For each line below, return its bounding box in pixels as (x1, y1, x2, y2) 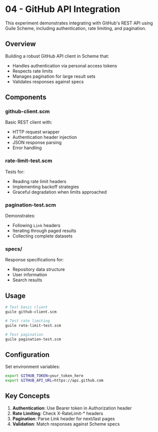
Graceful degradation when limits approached (12, 189, 107, 195)
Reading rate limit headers (12, 178, 66, 184)
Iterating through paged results (12, 228, 76, 234)
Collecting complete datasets (12, 233, 73, 239)
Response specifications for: (5, 257, 64, 263)
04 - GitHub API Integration (5, 3, 121, 15)
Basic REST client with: (5, 119, 52, 125)
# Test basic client (5, 305, 48, 310)
